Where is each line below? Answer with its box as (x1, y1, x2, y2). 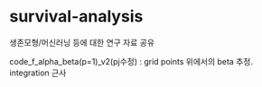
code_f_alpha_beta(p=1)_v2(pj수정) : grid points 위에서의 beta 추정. (9, 56, 253, 66)
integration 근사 (9, 67, 67, 78)
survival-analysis (9, 6, 144, 27)
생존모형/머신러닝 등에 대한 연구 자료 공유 (9, 37, 155, 48)
